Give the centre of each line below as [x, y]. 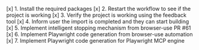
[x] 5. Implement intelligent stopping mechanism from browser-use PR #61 [99, 28]
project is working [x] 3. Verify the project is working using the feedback [96, 15]
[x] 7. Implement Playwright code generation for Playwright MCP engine [96, 41]
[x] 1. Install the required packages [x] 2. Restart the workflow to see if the [99, 9]
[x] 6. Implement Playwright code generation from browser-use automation [100, 34]
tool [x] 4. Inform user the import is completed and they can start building [98, 21]
